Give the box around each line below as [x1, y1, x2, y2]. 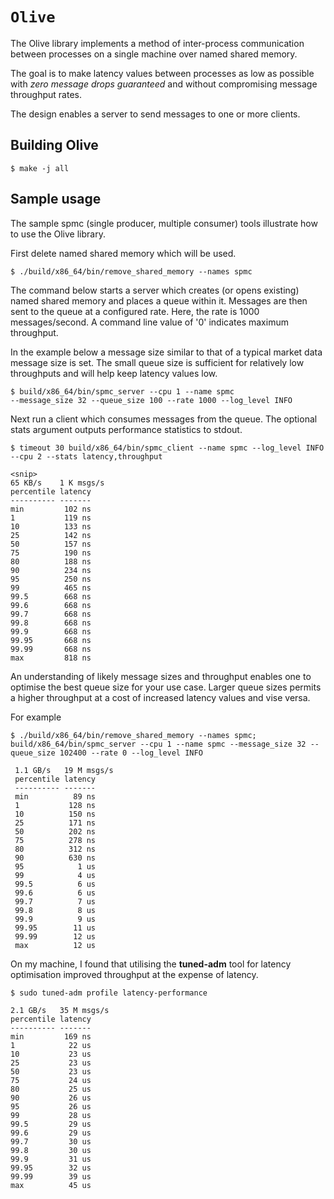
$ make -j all [10, 163, 70, 173]
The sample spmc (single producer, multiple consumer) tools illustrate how [10, 217, 318, 229]
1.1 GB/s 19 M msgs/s [14, 765, 114, 775]
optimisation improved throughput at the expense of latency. [10, 968, 259, 980]
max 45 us [10, 1180, 92, 1190]
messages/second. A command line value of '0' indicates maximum [10, 316, 289, 328]
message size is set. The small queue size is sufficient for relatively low [10, 356, 305, 368]
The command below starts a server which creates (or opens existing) [10, 284, 300, 296]
